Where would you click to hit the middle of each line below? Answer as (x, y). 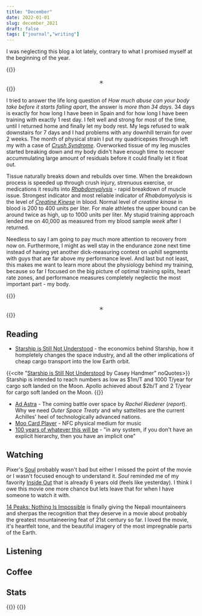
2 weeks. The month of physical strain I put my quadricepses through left (97, 139)
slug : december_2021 (32, 23)
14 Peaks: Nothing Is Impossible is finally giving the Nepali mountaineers (96, 507)
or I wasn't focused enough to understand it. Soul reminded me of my (93, 476)
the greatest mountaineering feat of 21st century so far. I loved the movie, (97, 519)
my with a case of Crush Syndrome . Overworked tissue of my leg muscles (98, 145)
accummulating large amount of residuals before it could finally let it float (97, 158)
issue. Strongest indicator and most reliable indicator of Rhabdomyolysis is (99, 195)
